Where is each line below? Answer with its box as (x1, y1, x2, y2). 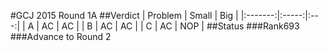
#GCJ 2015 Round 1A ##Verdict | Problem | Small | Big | (10, 10, 239, 21)
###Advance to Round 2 (10, 31, 112, 42)
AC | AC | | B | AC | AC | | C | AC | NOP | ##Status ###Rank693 (41, 20, 300, 32)
